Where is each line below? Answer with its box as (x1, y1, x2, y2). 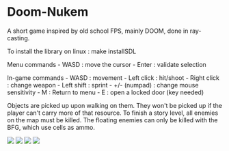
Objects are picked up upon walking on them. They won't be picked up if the (7, 101, 222, 109)
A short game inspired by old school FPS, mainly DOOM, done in (7, 27, 189, 35)
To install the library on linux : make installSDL (7, 47, 137, 55)
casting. (7, 33, 30, 42)
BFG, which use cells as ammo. (7, 123, 96, 131)
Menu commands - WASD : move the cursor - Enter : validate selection (7, 60, 206, 68)
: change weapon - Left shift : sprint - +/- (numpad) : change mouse (7, 81, 199, 89)
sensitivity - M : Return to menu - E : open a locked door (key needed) (7, 88, 204, 96)
